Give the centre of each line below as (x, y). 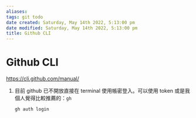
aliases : (17, 11)
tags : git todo (25, 17)
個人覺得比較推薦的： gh (43, 98)
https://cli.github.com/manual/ (43, 79)
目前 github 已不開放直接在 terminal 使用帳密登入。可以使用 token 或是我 (102, 91)
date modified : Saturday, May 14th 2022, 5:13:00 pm (72, 28)
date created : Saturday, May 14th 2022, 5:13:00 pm (70, 22)
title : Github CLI (28, 33)
